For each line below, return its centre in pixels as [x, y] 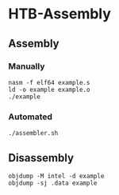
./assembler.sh [33, 133]
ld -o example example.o [49, 90]
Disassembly [41, 158]
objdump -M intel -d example [56, 176]
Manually [27, 66]
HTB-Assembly [59, 14]
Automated [31, 117]
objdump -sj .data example [53, 183]
